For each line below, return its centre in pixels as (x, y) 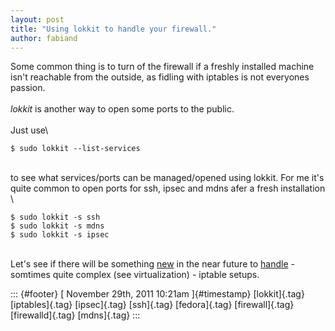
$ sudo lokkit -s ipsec (60, 235)
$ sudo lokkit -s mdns (57, 226)
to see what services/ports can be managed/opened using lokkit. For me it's (167, 178)
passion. (28, 88)
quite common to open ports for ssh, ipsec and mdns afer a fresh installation (168, 188)
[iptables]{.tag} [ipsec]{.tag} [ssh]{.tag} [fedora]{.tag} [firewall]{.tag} (152, 305)
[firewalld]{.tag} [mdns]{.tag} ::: (75, 315)
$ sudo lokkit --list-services (75, 149)
